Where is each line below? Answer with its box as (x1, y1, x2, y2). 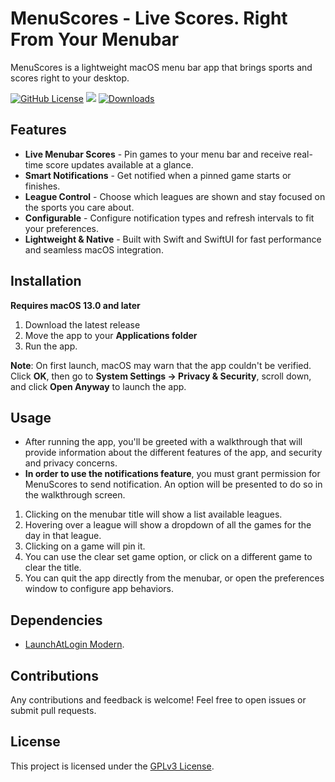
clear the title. (24, 562, 82, 574)
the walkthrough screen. (24, 489, 126, 501)
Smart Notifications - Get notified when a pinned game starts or (24, 169, 292, 181)
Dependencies (10, 612, 103, 629)
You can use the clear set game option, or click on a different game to (24, 551, 313, 563)
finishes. (24, 180, 61, 192)
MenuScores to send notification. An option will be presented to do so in (24, 478, 323, 491)
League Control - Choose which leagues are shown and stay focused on (24, 190, 326, 202)
